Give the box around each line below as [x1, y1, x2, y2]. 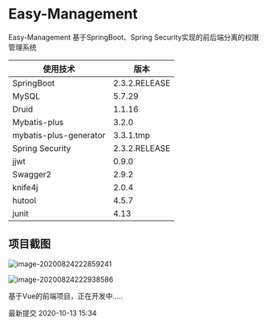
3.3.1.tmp [113, 129, 151, 140]
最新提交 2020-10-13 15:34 [8, 308, 98, 318]
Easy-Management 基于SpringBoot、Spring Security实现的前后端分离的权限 [8, 32, 259, 42]
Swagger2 [12, 169, 52, 180]
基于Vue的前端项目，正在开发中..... [8, 290, 123, 301]
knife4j [12, 181, 38, 193]
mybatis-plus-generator [12, 129, 106, 140]
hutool [12, 194, 37, 205]
